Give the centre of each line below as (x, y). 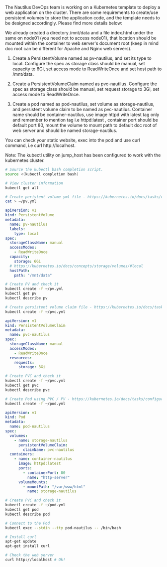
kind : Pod (15, 417)
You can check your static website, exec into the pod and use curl (73, 140)
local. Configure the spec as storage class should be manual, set (79, 64)
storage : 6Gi (28, 261)
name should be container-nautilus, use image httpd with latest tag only (86, 115)
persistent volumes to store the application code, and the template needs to (83, 18)
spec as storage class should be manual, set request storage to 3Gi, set (86, 89)
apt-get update (21, 542)
